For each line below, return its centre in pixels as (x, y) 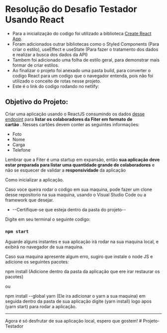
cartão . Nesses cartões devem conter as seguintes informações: (72, 124)
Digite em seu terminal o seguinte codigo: (48, 219)
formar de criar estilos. (36, 65)
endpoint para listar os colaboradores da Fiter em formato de (69, 119)
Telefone (21, 150)
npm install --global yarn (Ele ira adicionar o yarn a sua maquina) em (75, 296)
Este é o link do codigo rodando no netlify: (56, 86)
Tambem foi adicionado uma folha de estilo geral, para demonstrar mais (86, 60)
